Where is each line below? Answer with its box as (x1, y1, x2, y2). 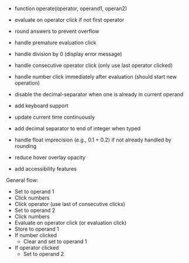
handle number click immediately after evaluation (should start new (14, 73, 177, 80)
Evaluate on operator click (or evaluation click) (14, 220, 127, 226)
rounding (14, 143, 37, 149)
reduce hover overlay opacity (14, 154, 86, 161)
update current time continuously (14, 114, 95, 120)
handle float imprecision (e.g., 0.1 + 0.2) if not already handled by (14, 136, 171, 143)
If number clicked (14, 232, 57, 238)
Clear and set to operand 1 (23, 238, 87, 245)
